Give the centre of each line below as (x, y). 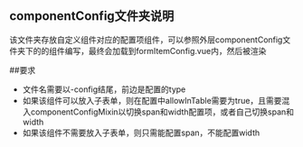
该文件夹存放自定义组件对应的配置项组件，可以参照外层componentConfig (146, 40)
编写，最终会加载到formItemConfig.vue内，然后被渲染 (166, 51)
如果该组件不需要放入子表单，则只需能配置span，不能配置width (141, 133)
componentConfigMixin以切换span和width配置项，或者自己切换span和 (162, 112)
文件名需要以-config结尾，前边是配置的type (104, 89)
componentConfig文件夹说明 (92, 16)
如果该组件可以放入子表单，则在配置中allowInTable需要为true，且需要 (152, 100)
